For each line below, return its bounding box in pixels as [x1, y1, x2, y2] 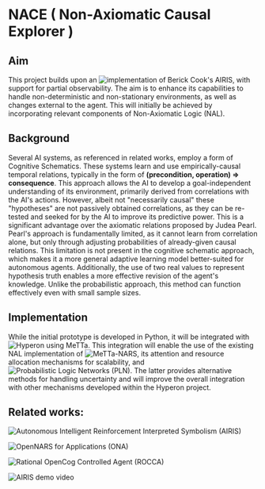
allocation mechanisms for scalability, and [8, 357, 145, 367]
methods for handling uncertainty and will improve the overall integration [8, 374, 245, 383]
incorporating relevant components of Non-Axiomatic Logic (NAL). [8, 109, 225, 118]
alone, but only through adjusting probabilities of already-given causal [8, 237, 237, 247]
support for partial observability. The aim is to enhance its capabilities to [8, 83, 244, 93]
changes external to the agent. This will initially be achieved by [8, 101, 213, 110]
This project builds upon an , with [8, 75, 251, 84]
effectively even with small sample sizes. [8, 287, 141, 297]
